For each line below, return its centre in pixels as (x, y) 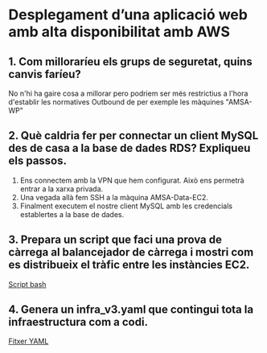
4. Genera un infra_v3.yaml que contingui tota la (131, 310)
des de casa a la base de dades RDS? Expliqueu (129, 148)
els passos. (37, 161)
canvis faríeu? (45, 74)
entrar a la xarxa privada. (62, 189)
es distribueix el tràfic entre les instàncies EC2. (129, 265)
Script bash (27, 284)
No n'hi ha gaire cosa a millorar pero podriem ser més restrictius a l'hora (128, 93)
